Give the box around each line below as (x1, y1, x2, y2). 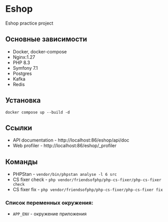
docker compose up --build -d (5, 110, 70, 115)
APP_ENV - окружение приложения (12, 211, 87, 217)
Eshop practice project (5, 20, 53, 26)
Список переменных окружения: (5, 199, 94, 207)
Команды (5, 157, 38, 166)
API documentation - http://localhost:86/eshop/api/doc (12, 137, 129, 144)
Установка (5, 96, 41, 105)
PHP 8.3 (12, 59, 30, 66)
